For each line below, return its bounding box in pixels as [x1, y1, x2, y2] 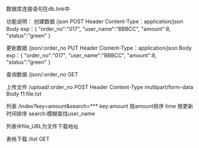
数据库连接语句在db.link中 [6, 5, 70, 12]
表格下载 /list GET [6, 135, 50, 142]
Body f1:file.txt [6, 90, 42, 97]
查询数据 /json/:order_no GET [6, 71, 79, 78]
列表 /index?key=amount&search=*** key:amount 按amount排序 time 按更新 [6, 103, 194, 109]
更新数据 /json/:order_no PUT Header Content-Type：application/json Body [6, 44, 192, 51]
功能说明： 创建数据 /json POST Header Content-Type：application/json [6, 18, 183, 25]
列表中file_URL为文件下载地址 [6, 123, 79, 129]
